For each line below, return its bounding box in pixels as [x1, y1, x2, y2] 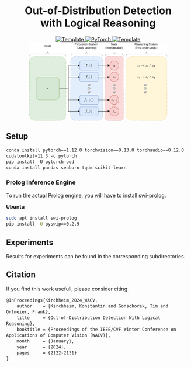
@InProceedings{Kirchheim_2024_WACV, [6, 297, 98, 303]
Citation [6, 270, 36, 280]
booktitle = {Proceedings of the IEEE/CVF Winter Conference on [16, 326, 176, 333]
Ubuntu [6, 203, 25, 210]
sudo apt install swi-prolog [6, 215, 77, 221]
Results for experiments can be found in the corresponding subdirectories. [6, 253, 186, 260]
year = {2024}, [16, 344, 67, 350]
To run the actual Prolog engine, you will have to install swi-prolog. [6, 192, 166, 199]
